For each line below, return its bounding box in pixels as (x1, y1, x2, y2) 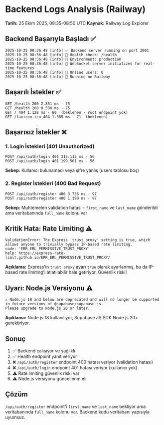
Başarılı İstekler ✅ (5, 88, 62, 96)
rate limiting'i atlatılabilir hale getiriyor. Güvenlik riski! (19, 269, 127, 275)
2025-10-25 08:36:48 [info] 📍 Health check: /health (5, 52, 117, 57)
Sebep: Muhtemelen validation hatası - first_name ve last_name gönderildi (5, 204, 158, 210)
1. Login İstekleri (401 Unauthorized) (5, 143, 95, 150)
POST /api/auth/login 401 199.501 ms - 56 (5, 159, 95, 164)
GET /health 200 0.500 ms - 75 (5, 105, 70, 111)
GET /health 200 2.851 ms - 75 (5, 101, 70, 106)
